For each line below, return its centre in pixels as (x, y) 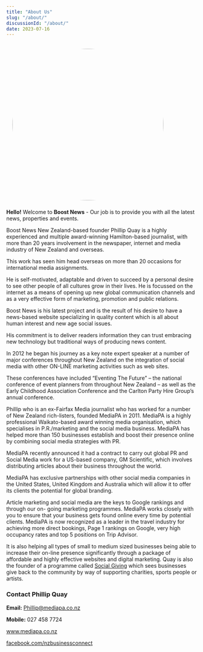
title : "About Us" (29, 12)
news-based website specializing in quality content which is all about (92, 317)
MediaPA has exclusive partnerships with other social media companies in (98, 478)
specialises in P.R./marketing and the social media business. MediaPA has (98, 429)
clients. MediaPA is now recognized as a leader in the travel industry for (95, 522)
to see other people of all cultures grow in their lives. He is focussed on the (100, 286)
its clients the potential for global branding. (60, 491)
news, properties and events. (43, 218)
